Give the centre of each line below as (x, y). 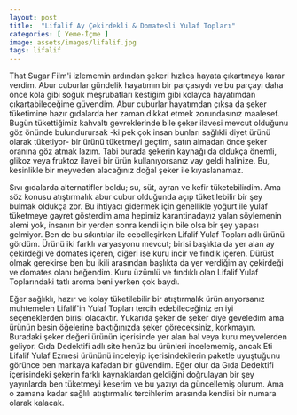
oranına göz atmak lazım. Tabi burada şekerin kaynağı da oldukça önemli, (143, 151)
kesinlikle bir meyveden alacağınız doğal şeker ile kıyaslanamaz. (126, 171)
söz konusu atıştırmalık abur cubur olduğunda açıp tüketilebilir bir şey (136, 197)
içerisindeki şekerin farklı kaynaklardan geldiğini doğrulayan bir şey (132, 375)
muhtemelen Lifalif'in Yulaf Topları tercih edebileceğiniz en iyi (121, 308)
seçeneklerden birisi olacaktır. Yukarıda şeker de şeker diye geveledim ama (147, 318)
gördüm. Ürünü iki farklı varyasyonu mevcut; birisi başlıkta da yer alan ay (142, 244)
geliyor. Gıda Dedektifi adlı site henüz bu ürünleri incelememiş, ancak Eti (141, 347)
